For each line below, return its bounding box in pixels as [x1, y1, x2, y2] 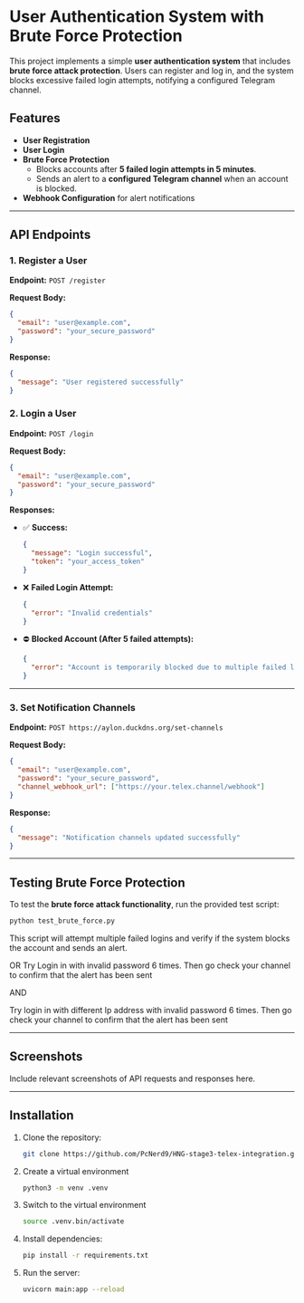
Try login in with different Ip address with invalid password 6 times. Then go [9, 1005, 292, 1016]
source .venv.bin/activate [22, 1217, 125, 1226]
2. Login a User [9, 407, 77, 420]
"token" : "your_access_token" [31, 557, 145, 567]
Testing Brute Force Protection [9, 875, 185, 890]
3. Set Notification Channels [9, 702, 136, 714]
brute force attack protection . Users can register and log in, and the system [9, 65, 294, 76]
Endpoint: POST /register [9, 274, 106, 286]
